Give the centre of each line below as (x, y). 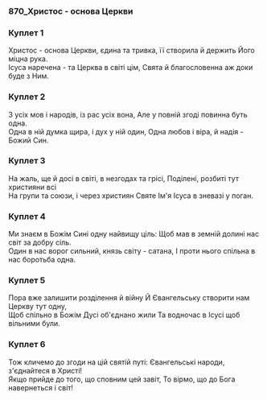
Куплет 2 (27, 97)
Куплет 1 (26, 32)
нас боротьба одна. (42, 260)
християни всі (33, 187)
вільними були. (34, 324)
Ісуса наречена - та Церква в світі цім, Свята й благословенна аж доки (131, 68)
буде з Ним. (29, 76)
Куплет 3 (27, 161)
